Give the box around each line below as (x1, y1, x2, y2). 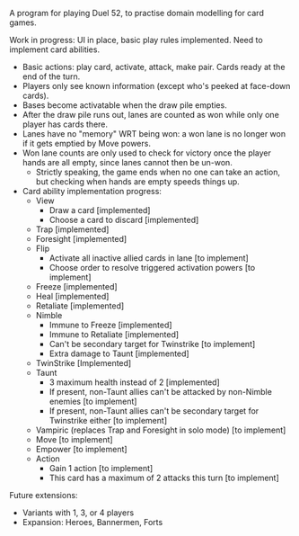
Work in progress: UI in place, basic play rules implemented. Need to (9, 35, 263, 45)
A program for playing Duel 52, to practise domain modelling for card (9, 8, 265, 18)
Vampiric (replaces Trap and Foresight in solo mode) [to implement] (35, 424, 286, 435)
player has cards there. (22, 119, 109, 130)
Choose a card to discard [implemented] (48, 215, 199, 225)
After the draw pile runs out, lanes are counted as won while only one (22, 110, 280, 120)
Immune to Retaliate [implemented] (48, 329, 180, 340)
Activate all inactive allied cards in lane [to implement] (48, 253, 249, 264)
